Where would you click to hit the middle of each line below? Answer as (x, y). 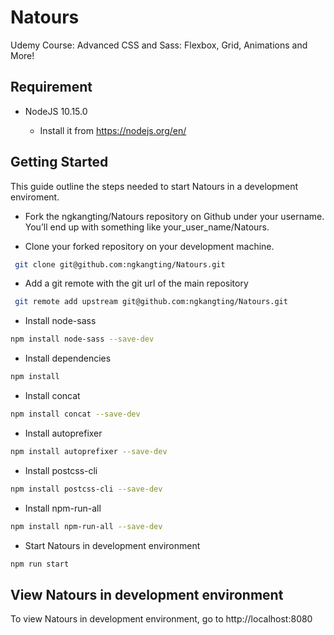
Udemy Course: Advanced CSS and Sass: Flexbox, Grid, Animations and (159, 45)
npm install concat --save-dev (75, 414)
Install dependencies (68, 358)
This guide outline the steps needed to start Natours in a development (154, 186)
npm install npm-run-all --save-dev (86, 526)
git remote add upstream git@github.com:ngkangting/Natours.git (151, 302)
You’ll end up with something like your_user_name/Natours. (147, 227)
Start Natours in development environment (112, 545)
